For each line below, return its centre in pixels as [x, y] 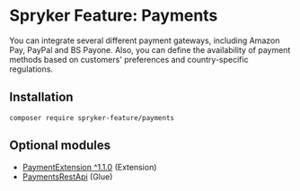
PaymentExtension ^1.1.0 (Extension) [89, 167]
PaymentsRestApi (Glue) [67, 177]
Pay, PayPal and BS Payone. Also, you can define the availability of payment [150, 49]
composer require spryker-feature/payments [92, 117]
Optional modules [60, 146]
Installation [41, 97]
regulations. [31, 69]
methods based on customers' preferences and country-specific [129, 59]
